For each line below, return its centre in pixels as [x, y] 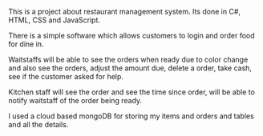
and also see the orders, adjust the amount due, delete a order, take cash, [130, 68]
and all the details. [38, 124]
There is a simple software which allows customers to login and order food [131, 36]
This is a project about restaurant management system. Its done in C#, [125, 12]
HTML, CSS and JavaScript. [55, 20]
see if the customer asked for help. [66, 76]
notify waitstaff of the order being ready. [75, 100]
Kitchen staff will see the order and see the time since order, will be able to [131, 92]
